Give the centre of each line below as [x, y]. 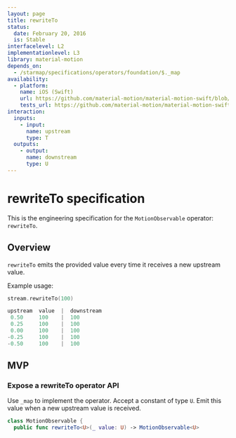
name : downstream [51, 158]
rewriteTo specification [76, 198]
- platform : [31, 86]
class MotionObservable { [45, 421]
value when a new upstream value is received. [74, 409]
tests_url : [36, 105]
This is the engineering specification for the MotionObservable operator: [111, 218]
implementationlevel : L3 [44, 53]
